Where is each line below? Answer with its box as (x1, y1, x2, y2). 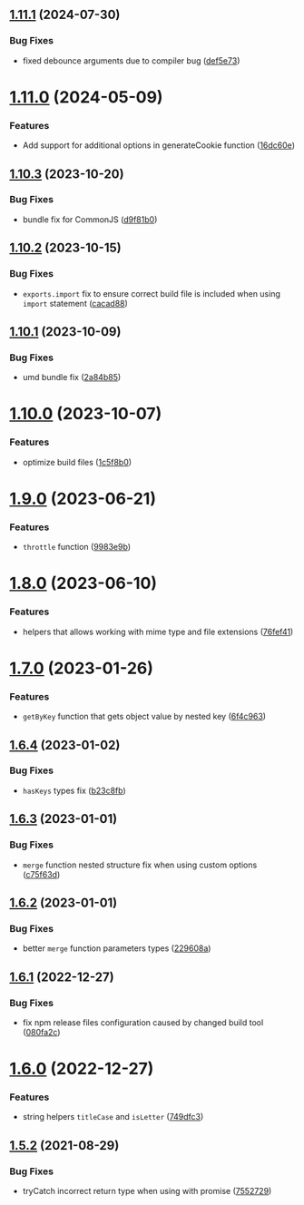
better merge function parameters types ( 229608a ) (22, 943, 211, 954)
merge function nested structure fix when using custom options (22, 859, 258, 870)
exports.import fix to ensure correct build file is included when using (22, 288, 281, 299)
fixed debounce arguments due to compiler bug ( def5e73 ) (22, 54, 240, 66)
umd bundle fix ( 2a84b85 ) (22, 372, 122, 383)
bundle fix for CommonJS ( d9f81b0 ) (22, 213, 158, 225)
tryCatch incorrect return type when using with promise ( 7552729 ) (22, 1186, 272, 1197)
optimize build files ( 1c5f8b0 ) (22, 456, 132, 467)
